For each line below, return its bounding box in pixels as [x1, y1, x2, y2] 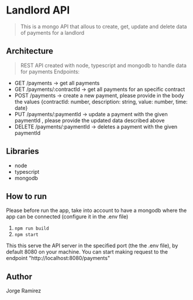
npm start [14, 232, 39, 238]
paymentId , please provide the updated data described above [14, 117, 165, 124]
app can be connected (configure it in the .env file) [6, 213, 129, 220]
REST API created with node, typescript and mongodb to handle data [20, 62, 187, 69]
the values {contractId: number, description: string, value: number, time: [14, 98, 188, 105]
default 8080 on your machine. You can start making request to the [6, 248, 168, 255]
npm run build [14, 225, 49, 232]
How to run [6, 191, 47, 201]
